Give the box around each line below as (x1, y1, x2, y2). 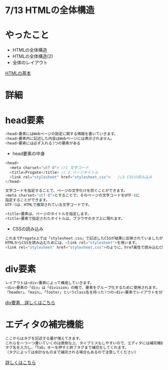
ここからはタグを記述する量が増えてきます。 (5, 336, 83, 341)
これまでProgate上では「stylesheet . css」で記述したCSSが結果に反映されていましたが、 (5, 235, 167, 241)
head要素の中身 (12, 150, 45, 156)
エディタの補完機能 (5, 319, 84, 330)
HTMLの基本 (5, 70, 31, 76)
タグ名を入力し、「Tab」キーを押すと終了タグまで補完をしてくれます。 (5, 345, 129, 350)
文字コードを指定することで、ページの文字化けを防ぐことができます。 (5, 188, 127, 193)
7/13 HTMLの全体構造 (5, 5, 95, 16)
